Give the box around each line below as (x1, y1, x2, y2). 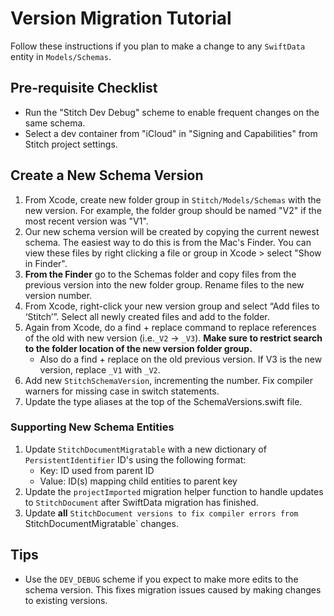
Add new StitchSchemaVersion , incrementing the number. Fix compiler (24, 374, 313, 386)
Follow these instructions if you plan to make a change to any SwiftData (10, 40, 306, 52)
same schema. (24, 117, 86, 129)
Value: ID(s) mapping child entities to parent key (39, 475, 238, 487)
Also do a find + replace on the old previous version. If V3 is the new (39, 353, 323, 365)
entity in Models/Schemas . (10, 50, 112, 62)
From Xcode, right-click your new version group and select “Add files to (24, 300, 320, 312)
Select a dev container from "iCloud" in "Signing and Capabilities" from (24, 127, 318, 139)
